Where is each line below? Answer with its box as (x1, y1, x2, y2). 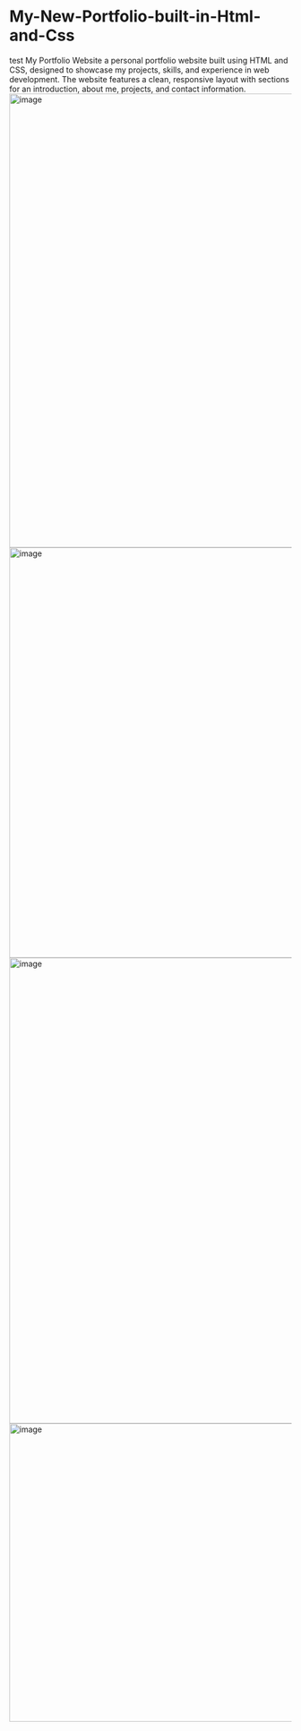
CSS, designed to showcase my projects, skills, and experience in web (9, 64, 271, 75)
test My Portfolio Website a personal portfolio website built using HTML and (9, 55, 288, 65)
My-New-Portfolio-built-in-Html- (9, 6, 262, 27)
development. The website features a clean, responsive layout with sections (9, 73, 289, 84)
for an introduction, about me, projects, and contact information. (9, 83, 246, 94)
